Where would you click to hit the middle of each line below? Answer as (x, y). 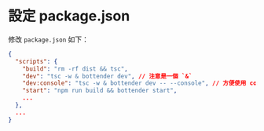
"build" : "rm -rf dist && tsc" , (75, 69)
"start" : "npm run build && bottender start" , (100, 91)
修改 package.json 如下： (48, 39)
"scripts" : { (37, 61)
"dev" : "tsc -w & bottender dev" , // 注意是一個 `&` (107, 76)
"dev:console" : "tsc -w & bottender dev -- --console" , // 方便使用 (134, 83)
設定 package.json (69, 16)
